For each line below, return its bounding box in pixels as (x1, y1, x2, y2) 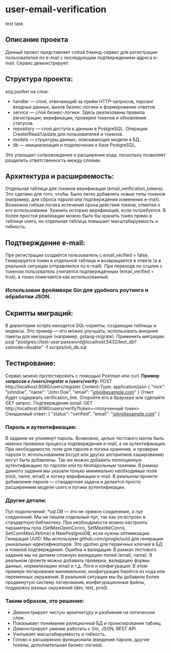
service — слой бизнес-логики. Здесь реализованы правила (12, 109, 145, 115)
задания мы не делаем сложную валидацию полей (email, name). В (5, 552, 153, 558)
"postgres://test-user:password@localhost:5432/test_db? (15, 339, 137, 345)
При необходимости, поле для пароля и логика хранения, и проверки (5, 446, 158, 452)
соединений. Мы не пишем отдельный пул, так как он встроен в (5, 514, 146, 520)
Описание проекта (5, 35, 68, 44)
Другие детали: (5, 497, 47, 504)
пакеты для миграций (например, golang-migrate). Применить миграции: (5, 333, 165, 339)
